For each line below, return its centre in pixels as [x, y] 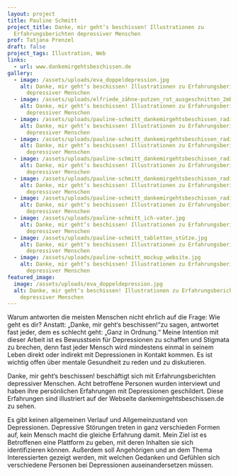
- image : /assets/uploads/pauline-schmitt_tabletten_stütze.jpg [110, 238]
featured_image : [31, 277]
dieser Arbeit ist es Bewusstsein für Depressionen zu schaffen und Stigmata [119, 340]
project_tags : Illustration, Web [57, 54]
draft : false [27, 47]
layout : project [31, 14]
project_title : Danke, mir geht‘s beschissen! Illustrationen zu [106, 27]
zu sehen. [22, 406]
